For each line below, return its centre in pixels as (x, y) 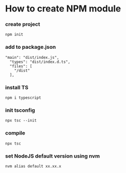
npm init (14, 35)
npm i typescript (23, 98)
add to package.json (30, 47)
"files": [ (21, 66)
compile (15, 133)
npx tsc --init (21, 121)
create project (23, 24)
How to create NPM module (63, 9)
